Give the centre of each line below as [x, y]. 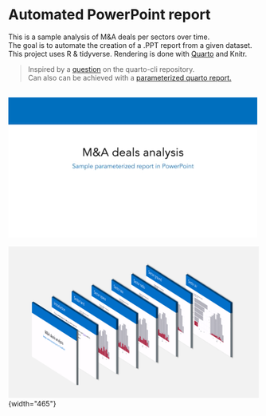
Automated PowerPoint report [110, 15]
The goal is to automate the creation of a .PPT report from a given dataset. [130, 45]
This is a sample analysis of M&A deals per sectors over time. [109, 37]
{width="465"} [32, 403]
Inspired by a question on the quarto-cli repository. [111, 69]
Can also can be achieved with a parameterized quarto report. [130, 77]
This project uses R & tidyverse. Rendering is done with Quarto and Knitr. [128, 53]
